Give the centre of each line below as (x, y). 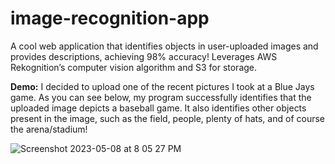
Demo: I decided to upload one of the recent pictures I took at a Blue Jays (162, 86)
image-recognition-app (110, 18)
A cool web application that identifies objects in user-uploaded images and (164, 46)
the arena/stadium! (49, 129)
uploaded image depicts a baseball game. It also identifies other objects (158, 108)
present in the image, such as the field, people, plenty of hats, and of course (167, 118)
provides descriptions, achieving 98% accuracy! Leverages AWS (144, 56)
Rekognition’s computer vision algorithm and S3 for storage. (134, 67)
